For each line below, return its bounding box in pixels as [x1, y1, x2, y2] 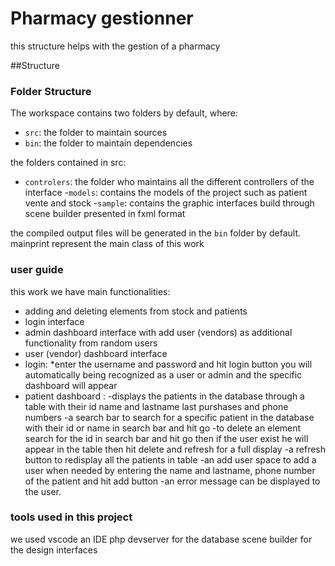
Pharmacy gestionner [10, 7, 194, 30]
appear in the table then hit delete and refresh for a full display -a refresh [24, 443, 326, 455]
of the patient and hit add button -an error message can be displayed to [24, 475, 321, 487]
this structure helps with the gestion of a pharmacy [10, 40, 221, 52]
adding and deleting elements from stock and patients [24, 305, 248, 317]
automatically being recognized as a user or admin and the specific [24, 368, 303, 381]
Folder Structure [10, 84, 92, 98]
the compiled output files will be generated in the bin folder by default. [10, 227, 302, 239]
